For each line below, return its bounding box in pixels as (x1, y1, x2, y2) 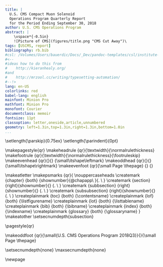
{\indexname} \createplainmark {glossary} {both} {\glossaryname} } (5, 209, 141, 214)
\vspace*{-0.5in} (14, 35, 49, 39)
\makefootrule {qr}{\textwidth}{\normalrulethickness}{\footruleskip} (5, 153, 141, 159)
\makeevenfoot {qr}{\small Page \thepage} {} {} (58, 163, 154, 169)
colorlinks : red (5, 89, 38, 93)
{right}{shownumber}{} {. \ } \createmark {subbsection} (5, 183, 116, 189)
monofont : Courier (5, 107, 42, 112)
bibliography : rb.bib (5, 48, 49, 53)
